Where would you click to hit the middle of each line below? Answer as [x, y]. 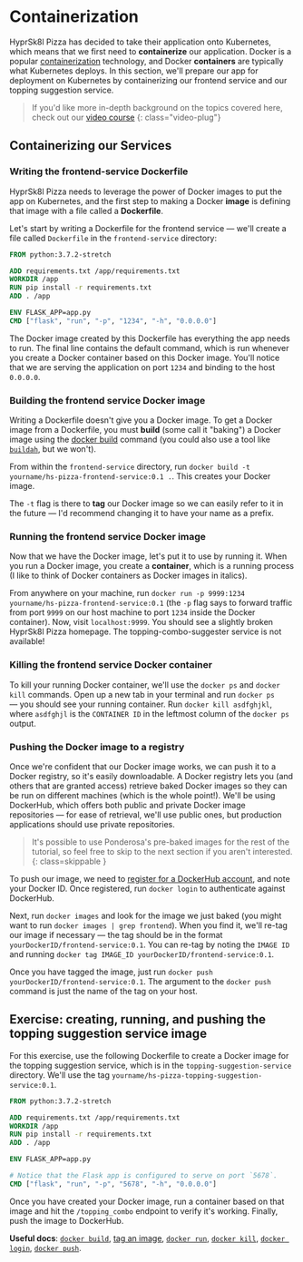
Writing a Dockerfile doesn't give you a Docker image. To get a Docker [141, 420]
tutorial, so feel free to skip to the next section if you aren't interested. [162, 851]
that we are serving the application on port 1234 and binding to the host [142, 367]
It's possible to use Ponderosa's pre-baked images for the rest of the [161, 842]
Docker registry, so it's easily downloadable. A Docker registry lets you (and [151, 776]
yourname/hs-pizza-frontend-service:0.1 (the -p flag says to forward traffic [151, 603]
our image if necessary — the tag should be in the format [116, 934]
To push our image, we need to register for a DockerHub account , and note [150, 878]
